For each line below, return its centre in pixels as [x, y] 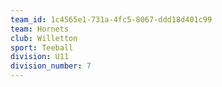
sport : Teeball [42, 47]
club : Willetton [44, 38]
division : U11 [40, 57]
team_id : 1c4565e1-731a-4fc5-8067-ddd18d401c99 [111, 19]
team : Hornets [40, 29]
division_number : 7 [51, 66]
